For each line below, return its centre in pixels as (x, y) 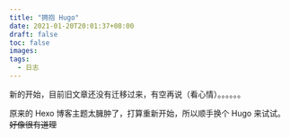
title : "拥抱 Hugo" (44, 17)
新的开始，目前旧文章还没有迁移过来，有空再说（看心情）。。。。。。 (127, 94)
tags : (19, 59)
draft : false (34, 34)
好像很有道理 (33, 124)
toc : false (30, 43)
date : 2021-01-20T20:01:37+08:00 (72, 26)
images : (24, 51)
